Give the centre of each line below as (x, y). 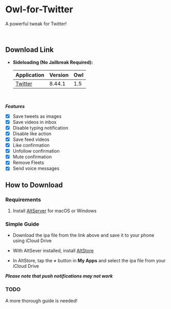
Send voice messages (36, 169)
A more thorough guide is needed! (41, 301)
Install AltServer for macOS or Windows (55, 211)
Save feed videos (31, 139)
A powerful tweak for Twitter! (36, 24)
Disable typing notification (40, 128)
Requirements (23, 199)
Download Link (29, 50)
